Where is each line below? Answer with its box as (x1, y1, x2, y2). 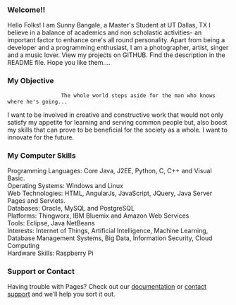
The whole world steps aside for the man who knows (61, 92, 216, 99)
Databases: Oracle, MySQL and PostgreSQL (7, 204, 135, 212)
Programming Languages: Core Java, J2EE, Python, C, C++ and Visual (7, 166, 213, 175)
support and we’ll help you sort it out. (7, 290, 116, 299)
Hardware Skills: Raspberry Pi (7, 249, 94, 257)
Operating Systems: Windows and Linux (7, 181, 123, 189)
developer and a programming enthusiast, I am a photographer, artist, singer (7, 44, 229, 52)
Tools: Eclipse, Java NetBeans (7, 218, 95, 227)
